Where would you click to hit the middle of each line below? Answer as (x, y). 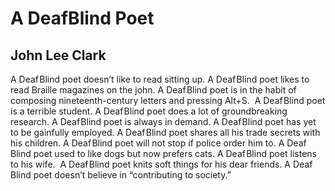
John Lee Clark (58, 55)
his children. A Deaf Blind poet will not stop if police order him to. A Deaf (158, 143)
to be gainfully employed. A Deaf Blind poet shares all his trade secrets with (165, 132)
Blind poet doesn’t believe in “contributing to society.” (121, 175)
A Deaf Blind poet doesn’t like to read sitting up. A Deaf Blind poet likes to (160, 79)
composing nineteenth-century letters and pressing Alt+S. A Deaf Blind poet (168, 100)
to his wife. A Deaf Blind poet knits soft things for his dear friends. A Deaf (161, 164)
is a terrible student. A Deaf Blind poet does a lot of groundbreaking (149, 111)
